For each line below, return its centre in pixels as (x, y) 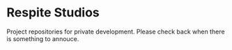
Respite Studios (53, 13)
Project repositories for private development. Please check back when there (116, 32)
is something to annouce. (43, 38)
